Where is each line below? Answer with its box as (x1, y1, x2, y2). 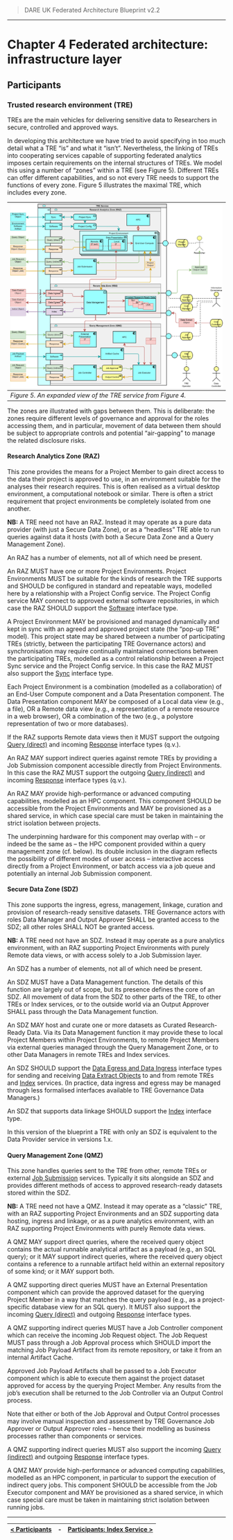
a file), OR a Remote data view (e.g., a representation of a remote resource (7, 705, 220, 713)
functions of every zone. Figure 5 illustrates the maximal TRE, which (7, 181, 202, 189)
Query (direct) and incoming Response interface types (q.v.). (7, 740, 181, 748)
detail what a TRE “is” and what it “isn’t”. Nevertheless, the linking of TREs (7, 144, 218, 152)
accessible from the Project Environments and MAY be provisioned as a (7, 804, 212, 812)
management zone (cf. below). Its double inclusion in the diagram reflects (7, 847, 218, 855)
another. (7, 504, 31, 513)
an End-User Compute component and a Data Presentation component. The (7, 689, 225, 698)
